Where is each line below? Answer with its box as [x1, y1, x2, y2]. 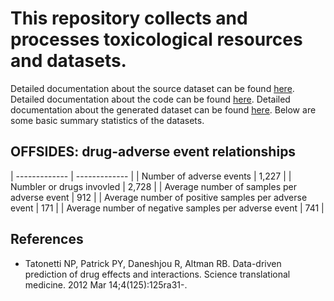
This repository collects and [10, 7, 248, 30]
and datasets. [10, 50, 127, 72]
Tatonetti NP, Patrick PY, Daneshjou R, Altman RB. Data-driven [24, 257, 282, 269]
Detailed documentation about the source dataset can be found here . [10, 82, 295, 94]
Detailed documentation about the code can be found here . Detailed [10, 93, 291, 105]
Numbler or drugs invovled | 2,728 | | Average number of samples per [10, 180, 297, 192]
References [10, 231, 84, 248]
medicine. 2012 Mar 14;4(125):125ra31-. [24, 278, 188, 291]
